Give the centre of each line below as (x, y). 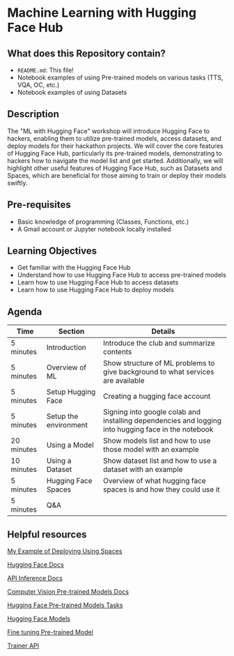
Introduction (67, 348)
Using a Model (70, 445)
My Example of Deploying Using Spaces (65, 551)
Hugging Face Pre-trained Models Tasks (65, 605)
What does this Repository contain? (86, 53)
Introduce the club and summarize (159, 343)
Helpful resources (47, 534)
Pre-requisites (39, 205)
